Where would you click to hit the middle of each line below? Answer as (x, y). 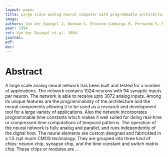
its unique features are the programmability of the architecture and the (78, 101)
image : (12, 19)
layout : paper (20, 10)
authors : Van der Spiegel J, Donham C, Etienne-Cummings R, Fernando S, (82, 24)
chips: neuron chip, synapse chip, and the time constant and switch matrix (82, 144)
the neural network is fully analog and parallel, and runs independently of (80, 128)
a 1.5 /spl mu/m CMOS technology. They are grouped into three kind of (78, 138)
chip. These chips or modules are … (42, 149)
